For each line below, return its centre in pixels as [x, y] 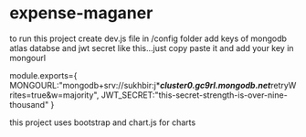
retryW [284, 85]
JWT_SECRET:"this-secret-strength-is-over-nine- [194, 95]
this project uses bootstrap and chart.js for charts [103, 122]
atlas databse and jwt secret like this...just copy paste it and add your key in [152, 47]
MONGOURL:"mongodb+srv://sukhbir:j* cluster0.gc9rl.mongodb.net [140, 85]
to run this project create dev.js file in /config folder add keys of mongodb [148, 38]
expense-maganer [81, 13]
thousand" [29, 104]
